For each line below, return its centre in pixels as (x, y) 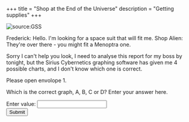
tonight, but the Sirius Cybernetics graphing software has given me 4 (92, 62)
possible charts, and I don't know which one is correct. (74, 69)
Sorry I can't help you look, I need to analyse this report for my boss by (94, 56)
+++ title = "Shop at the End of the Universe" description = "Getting (90, 9)
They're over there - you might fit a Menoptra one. (69, 45)
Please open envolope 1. (36, 80)
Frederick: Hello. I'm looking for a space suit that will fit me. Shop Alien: (95, 38)
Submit (17, 112)
